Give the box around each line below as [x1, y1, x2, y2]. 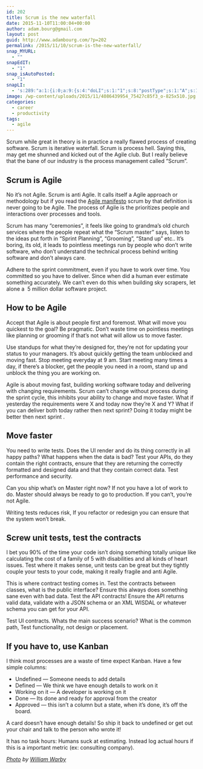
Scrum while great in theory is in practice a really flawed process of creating [6, 138, 196, 145]
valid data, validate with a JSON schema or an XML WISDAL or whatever [6, 599, 187, 606]
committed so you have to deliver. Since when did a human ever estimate [6, 272, 188, 279]
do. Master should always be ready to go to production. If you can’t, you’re [6, 490, 192, 498]
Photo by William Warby [6, 756, 66, 763]
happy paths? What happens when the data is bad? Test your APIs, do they [6, 453, 193, 460]
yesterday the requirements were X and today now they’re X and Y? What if [6, 400, 194, 408]
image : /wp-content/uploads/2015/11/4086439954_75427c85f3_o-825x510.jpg [6, 93, 196, 99]
